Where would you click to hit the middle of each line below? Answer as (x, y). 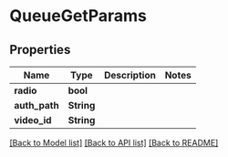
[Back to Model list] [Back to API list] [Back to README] (114, 143)
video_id (33, 120)
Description (130, 75)
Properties (40, 50)
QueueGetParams (78, 16)
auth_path (36, 105)
